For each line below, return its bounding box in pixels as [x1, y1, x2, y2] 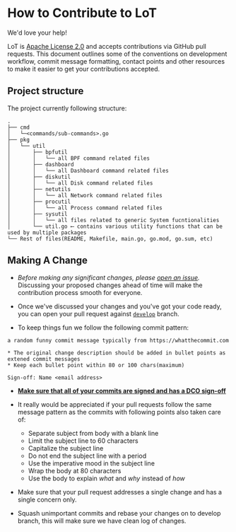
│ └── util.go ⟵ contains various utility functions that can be [7, 223, 223, 230]
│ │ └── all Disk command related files [7, 179, 153, 187]
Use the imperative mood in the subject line [28, 458, 155, 468]
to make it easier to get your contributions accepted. [7, 64, 160, 73]
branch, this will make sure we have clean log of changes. [17, 516, 187, 525]
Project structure [7, 85, 84, 97]
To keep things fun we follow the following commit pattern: [17, 323, 189, 332]
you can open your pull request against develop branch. [17, 309, 179, 318]
